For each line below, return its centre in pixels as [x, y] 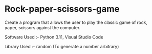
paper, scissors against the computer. [43, 27]
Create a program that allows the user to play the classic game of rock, [76, 22]
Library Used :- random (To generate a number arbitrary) [62, 46]
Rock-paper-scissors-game [62, 9]
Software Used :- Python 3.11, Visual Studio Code [54, 37]
